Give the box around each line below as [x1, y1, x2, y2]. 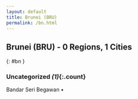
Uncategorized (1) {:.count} [6, 73, 87, 81]
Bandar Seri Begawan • [6, 86, 64, 93]
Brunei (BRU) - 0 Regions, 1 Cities [6, 42, 133, 52]
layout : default [6, 8, 47, 15]
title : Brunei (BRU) [6, 14, 58, 20]
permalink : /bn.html [6, 20, 58, 26]
